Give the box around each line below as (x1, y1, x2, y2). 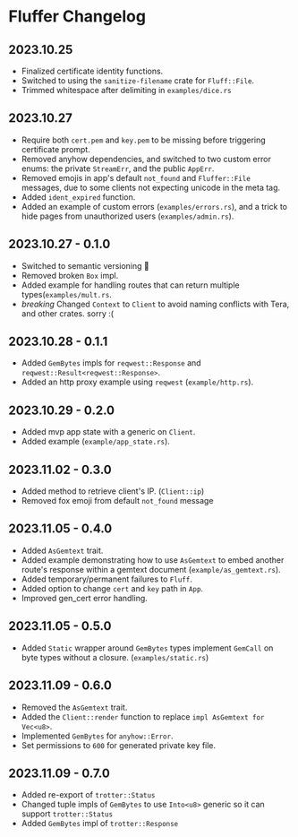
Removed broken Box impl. (21, 270, 119, 280)
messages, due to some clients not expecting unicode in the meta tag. (21, 182, 281, 193)
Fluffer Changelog (8, 6, 147, 27)
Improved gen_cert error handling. (21, 592, 149, 603)
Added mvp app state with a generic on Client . (21, 427, 196, 437)
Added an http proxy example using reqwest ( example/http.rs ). (21, 376, 254, 387)
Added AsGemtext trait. (21, 545, 104, 556)
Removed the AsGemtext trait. (21, 702, 128, 712)
